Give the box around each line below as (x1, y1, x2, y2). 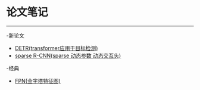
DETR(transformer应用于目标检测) (14, 44, 98, 51)
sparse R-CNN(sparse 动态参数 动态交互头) (14, 52, 121, 59)
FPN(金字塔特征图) (14, 77, 61, 84)
